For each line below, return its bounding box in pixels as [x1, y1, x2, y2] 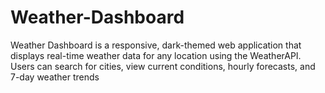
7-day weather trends [10, 71, 100, 83]
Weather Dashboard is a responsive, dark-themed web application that [10, 39, 302, 51]
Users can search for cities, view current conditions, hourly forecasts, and [10, 60, 316, 72]
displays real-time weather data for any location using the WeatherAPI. [10, 49, 302, 61]
